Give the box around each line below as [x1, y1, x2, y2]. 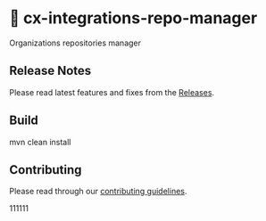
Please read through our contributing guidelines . [9, 186, 187, 197]
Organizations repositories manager [9, 37, 141, 48]
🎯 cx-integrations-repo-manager [9, 8, 258, 29]
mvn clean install [9, 136, 71, 147]
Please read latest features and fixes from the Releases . [9, 86, 215, 97]
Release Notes [9, 63, 92, 78]
